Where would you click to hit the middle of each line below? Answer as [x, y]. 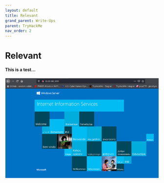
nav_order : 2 [18, 31]
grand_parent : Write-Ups [30, 21]
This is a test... [20, 69]
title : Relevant [21, 15]
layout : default [21, 10]
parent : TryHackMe [24, 26]
